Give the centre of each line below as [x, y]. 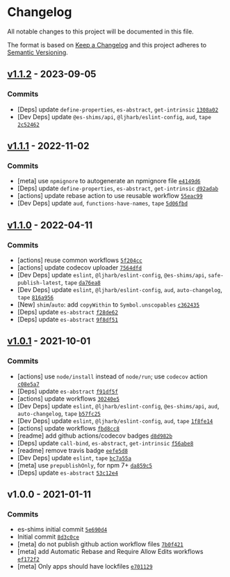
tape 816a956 [35, 298]
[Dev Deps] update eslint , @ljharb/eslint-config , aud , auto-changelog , [120, 290]
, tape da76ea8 [81, 282]
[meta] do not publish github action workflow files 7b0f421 [100, 544]
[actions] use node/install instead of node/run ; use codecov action [112, 376]
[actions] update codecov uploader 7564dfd [80, 268]
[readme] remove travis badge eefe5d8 [73, 450]
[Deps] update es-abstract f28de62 [67, 312]
